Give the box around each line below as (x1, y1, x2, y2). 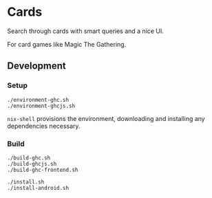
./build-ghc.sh (7, 154, 51, 162)
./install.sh (7, 178, 45, 186)
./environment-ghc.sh (7, 96, 70, 103)
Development (7, 60, 67, 72)
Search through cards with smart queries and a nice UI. (7, 27, 164, 35)
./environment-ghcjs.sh (7, 102, 76, 109)
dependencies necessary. (7, 122, 81, 130)
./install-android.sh (7, 184, 70, 191)
